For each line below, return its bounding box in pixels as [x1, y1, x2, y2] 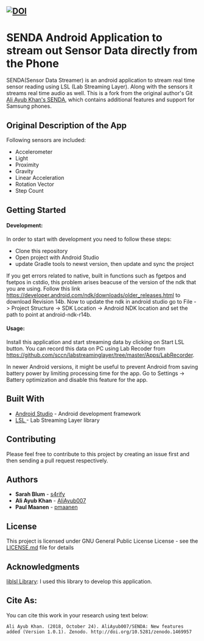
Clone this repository [15, 247, 68, 254]
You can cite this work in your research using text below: [6, 611, 149, 619]
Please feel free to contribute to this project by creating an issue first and [6, 450, 190, 457]
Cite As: [6, 595, 38, 606]
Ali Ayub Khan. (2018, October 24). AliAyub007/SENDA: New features [6, 623, 184, 629]
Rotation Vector [15, 181, 55, 188]
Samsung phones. [6, 102, 52, 110]
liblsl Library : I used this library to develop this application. [6, 578, 152, 585]
